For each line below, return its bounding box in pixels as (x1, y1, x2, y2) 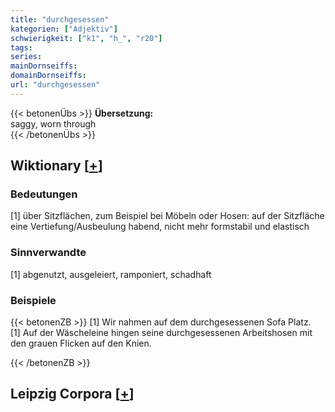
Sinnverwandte (10, 246, 87, 260)
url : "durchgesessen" (10, 80, 101, 90)
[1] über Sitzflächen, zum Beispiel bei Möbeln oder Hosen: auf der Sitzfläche (10, 210, 325, 222)
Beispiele (10, 293, 57, 307)
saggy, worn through (10, 117, 97, 130)
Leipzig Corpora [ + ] (10, 386, 135, 403)
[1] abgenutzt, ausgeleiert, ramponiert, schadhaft (10, 268, 212, 280)
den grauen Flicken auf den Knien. (10, 337, 152, 350)
